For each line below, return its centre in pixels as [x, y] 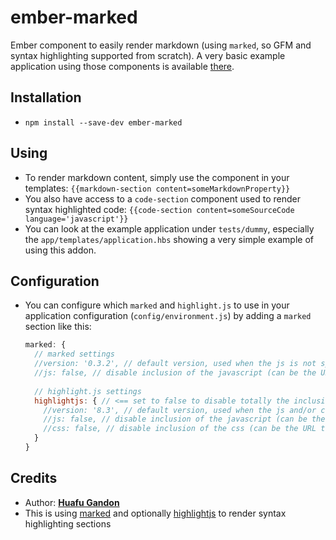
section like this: [58, 327]
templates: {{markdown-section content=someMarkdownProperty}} [157, 188]
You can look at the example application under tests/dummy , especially [169, 228]
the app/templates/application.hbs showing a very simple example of [169, 239]
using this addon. [60, 250]
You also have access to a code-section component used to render [163, 198]
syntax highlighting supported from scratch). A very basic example [148, 55]
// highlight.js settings [88, 391]
